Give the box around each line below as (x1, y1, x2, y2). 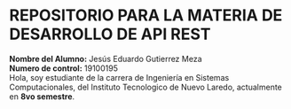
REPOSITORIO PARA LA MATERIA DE (9, 5, 283, 26)
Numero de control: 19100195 (9, 63, 118, 74)
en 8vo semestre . (9, 90, 75, 102)
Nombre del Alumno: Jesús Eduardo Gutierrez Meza (9, 53, 202, 64)
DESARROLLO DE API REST (9, 24, 211, 44)
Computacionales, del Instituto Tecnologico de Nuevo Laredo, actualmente (9, 82, 282, 92)
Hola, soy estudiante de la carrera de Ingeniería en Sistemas (9, 72, 230, 82)
